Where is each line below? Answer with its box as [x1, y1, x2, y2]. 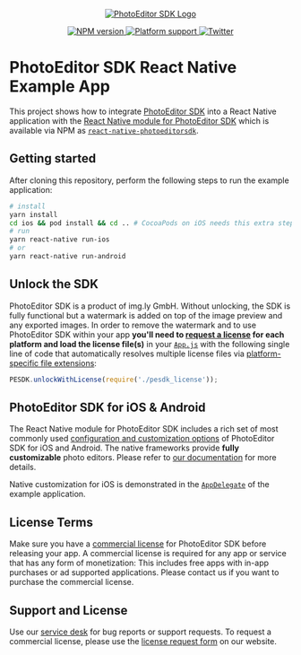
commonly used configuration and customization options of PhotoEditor [9, 433, 275, 444]
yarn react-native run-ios [9, 235, 110, 244]
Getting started [9, 151, 97, 166]
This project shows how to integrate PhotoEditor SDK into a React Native [9, 106, 277, 117]
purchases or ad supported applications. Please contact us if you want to [9, 567, 279, 578]
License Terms [9, 514, 94, 529]
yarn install [9, 210, 58, 219]
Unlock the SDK [9, 276, 99, 292]
